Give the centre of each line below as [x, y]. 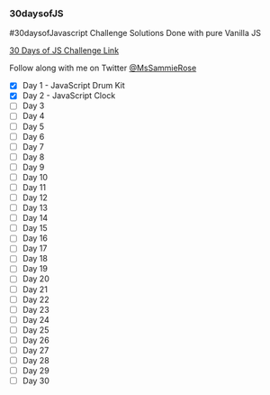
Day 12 [35, 197]
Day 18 [35, 259]
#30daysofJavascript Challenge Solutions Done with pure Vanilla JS [135, 33]
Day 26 [36, 340]
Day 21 [35, 289]
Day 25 [36, 330]
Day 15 [35, 228]
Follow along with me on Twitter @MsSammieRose [103, 68]
